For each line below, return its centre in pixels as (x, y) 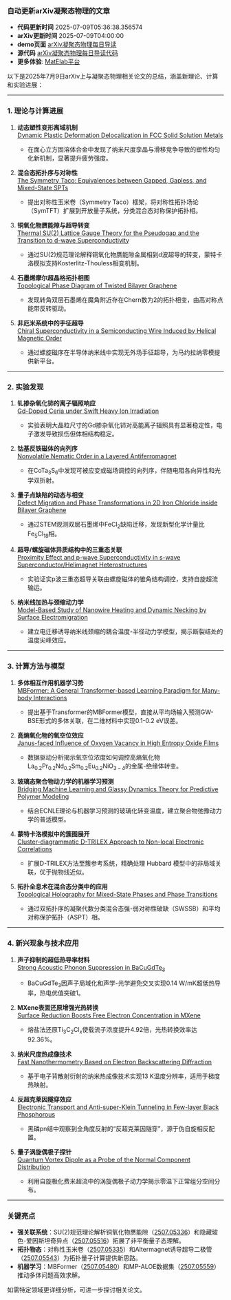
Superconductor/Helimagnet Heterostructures (82, 565)
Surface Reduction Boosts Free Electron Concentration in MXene (109, 1015)
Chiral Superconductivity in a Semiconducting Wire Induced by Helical (117, 331)
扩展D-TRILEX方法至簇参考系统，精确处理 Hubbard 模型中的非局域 (121, 864)
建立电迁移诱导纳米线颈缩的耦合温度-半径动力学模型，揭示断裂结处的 (125, 631)
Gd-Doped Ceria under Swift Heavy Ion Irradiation (88, 411)
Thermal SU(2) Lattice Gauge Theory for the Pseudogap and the (108, 233)
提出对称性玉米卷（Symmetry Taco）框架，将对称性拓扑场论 (113, 202)
